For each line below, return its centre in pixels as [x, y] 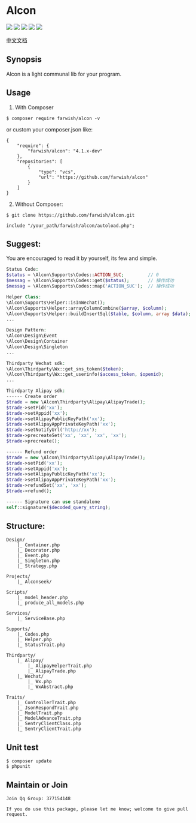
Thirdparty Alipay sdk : [36, 391]
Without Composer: [39, 204]
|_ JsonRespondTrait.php [48, 708]
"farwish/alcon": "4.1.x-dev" [65, 151]
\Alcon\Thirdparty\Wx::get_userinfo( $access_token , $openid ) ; [85, 375]
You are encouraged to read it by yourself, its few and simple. [82, 258]
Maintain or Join [37, 785]
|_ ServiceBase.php [41, 619]
